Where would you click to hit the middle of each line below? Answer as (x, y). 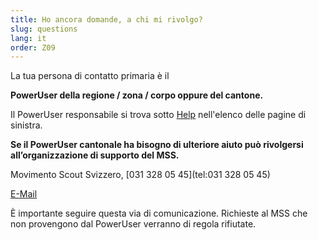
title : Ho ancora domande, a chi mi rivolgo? (106, 19)
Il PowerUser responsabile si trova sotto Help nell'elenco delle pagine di (158, 115)
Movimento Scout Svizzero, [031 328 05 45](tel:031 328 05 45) (140, 175)
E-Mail (24, 194)
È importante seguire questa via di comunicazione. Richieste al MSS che (159, 213)
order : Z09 (33, 47)
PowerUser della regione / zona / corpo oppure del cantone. (137, 95)
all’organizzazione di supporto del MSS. (95, 155)
